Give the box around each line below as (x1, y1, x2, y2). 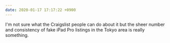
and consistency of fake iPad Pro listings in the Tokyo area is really (5, 26, 145, 33)
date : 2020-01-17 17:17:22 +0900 (5, 7, 76, 13)
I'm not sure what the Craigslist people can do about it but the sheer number (5, 21, 165, 27)
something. (5, 32, 29, 38)
